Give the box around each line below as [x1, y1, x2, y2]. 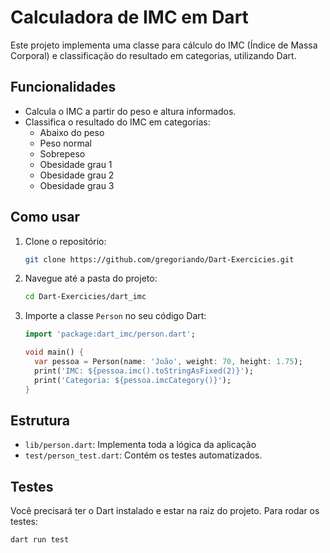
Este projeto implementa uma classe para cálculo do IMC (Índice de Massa [10, 39, 318, 51]
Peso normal [39, 137, 93, 149]
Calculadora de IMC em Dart [10, 6, 249, 29]
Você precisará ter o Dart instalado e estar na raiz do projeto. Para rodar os [10, 505, 320, 517]
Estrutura [10, 412, 71, 429]
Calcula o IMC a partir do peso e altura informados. [24, 105, 237, 117]
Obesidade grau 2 [39, 169, 115, 181]
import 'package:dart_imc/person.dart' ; [24, 329, 196, 340]
